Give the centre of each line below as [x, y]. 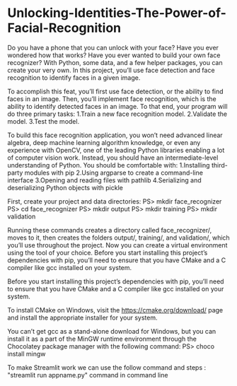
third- [219, 165]
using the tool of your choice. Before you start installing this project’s [108, 252]
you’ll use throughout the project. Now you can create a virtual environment [117, 245]
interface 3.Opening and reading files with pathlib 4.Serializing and [104, 180]
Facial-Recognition [64, 28]
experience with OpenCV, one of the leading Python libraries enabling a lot [116, 150]
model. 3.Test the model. [44, 121]
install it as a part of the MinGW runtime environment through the [102, 339]
